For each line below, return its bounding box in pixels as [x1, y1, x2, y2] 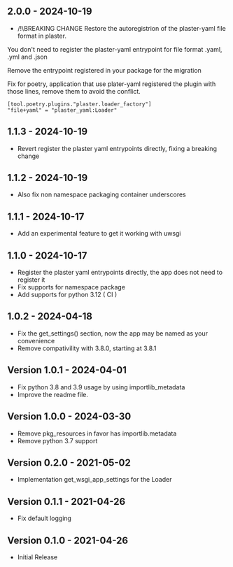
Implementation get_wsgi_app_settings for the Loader [17, 475, 172, 484]
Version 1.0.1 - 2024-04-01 [7, 364, 127, 376]
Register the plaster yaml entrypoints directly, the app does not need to [17, 268, 223, 277]
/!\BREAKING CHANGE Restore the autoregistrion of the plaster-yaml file [17, 24, 226, 32]
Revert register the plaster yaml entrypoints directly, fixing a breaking [17, 144, 217, 152]
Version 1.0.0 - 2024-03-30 [7, 410, 132, 422]
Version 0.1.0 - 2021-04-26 [7, 534, 128, 546]
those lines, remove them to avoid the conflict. [7, 87, 141, 95]
